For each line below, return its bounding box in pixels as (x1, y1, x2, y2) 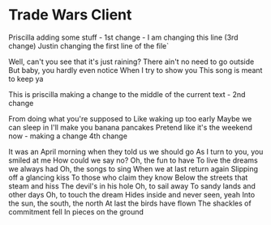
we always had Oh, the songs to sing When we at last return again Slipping (8, 163, 258, 173)
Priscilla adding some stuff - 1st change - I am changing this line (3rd (8, 32, 239, 42)
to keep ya (8, 74, 44, 83)
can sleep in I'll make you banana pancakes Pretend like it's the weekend (8, 122, 253, 132)
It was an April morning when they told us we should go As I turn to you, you (8, 146, 264, 156)
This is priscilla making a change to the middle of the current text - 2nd (8, 89, 246, 99)
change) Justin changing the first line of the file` (8, 40, 170, 50)
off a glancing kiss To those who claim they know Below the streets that (8, 172, 248, 182)
